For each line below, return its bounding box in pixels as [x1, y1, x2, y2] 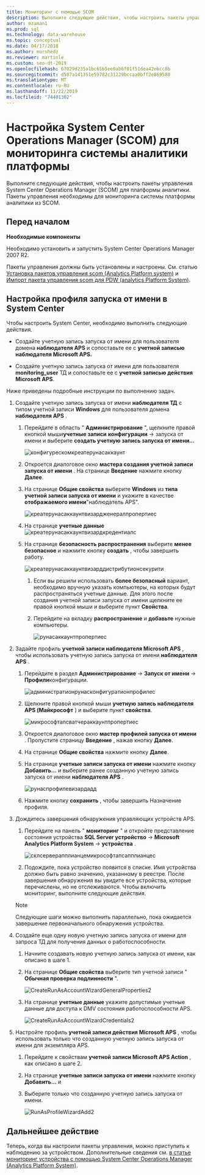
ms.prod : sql [6, 26, 40, 32]
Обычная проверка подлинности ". [24, 975, 118, 982]
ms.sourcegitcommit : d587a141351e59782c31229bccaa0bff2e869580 [6, 71, 171, 78]
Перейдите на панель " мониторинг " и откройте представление [24, 827, 195, 834]
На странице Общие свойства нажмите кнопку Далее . [24, 749, 169, 756]
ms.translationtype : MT [6, 77, 67, 83]
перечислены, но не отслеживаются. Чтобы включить [24, 883, 166, 890]
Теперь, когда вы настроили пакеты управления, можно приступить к [6, 1143, 190, 1150]
